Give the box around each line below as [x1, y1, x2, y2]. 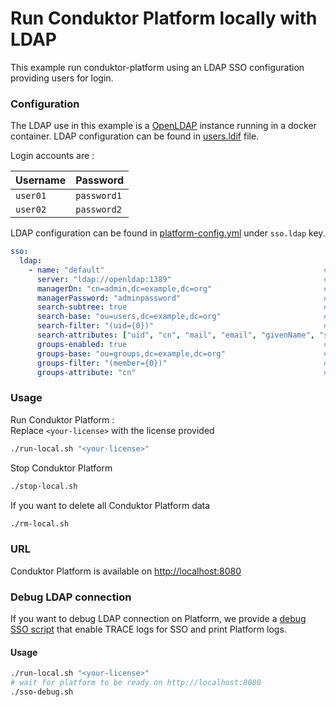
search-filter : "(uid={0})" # [36, 321, 329, 331]
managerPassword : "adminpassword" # [36, 293, 329, 303]
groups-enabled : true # [36, 339, 329, 349]
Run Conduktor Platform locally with [10, 7, 318, 30]
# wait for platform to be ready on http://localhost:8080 [10, 678, 262, 688]
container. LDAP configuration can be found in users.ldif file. [10, 130, 260, 142]
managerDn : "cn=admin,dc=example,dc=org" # [36, 283, 329, 294]
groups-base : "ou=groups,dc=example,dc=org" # [36, 348, 329, 359]
